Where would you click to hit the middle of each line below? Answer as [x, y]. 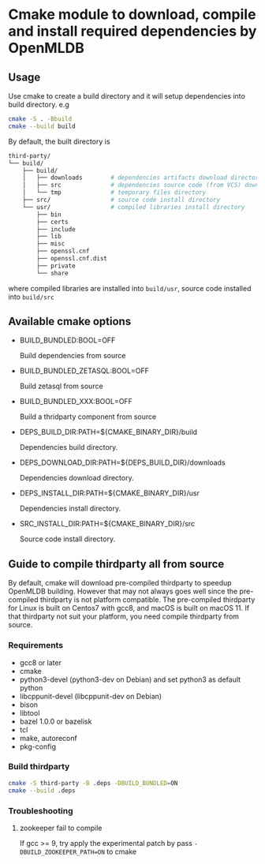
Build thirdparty [39, 767]
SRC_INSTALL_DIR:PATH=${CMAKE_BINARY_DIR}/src [107, 524]
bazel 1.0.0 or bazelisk [56, 721]
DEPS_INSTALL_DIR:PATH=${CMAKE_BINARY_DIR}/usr [109, 493]
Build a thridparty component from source [88, 417]
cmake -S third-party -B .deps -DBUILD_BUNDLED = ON [93, 783]
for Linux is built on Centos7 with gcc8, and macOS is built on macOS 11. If [129, 608]
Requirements [36, 645]
